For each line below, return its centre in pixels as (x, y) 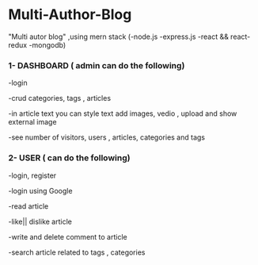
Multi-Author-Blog (70, 15)
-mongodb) (47, 44)
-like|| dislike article (40, 221)
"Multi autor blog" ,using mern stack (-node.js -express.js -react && (119, 36)
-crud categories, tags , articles (60, 98)
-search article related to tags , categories (77, 252)
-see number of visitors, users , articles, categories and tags (107, 137)
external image (32, 122)
